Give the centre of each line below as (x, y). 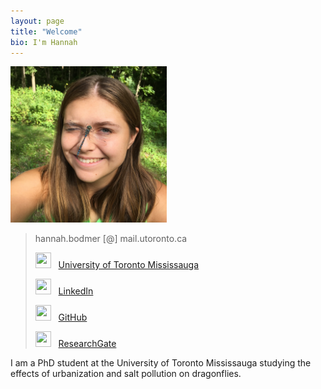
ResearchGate (87, 344)
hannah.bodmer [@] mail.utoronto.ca (111, 239)
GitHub (73, 317)
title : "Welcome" (46, 31)
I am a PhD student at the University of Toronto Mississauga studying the (161, 363)
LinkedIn (76, 291)
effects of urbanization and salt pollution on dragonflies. (126, 374)
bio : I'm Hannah (44, 42)
